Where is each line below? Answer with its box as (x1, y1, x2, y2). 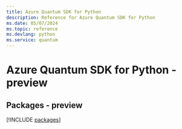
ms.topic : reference (6, 25, 59, 32)
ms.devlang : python (6, 31, 56, 38)
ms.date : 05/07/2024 (6, 20, 59, 26)
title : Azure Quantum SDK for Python (6, 8, 102, 15)
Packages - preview (6, 100, 83, 110)
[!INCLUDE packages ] (6, 116, 61, 123)
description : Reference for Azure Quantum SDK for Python (6, 15, 155, 21)
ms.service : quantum (6, 37, 59, 43)
